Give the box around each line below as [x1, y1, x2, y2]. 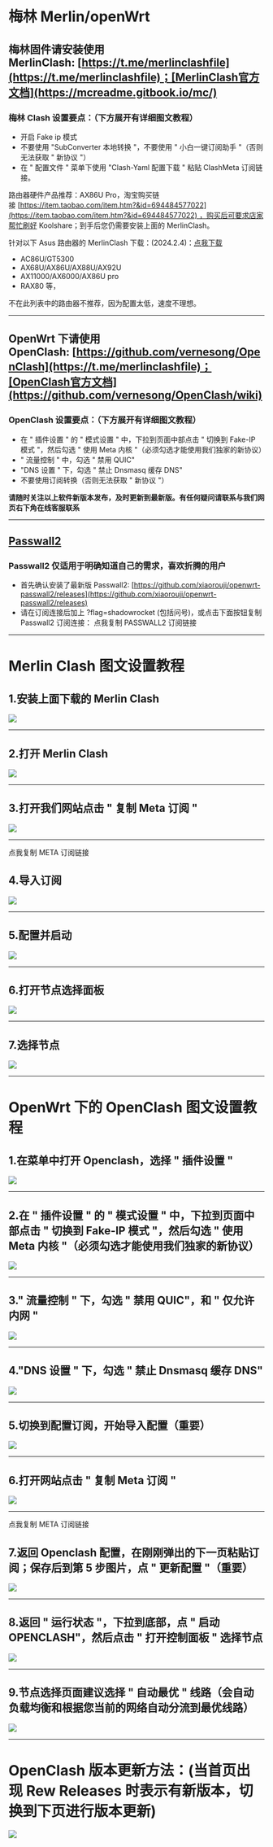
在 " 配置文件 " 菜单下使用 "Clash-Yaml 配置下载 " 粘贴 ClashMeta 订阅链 [19, 162, 263, 172]
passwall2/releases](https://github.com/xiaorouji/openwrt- [19, 589, 217, 599]
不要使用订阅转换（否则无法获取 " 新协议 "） [19, 475, 169, 485]
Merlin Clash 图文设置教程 [8, 657, 185, 675]
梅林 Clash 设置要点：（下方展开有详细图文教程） [8, 111, 198, 123]
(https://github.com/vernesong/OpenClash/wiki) [8, 388, 262, 403]
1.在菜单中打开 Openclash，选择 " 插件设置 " [8, 1153, 234, 1168]
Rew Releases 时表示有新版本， [25, 1781, 240, 1800]
